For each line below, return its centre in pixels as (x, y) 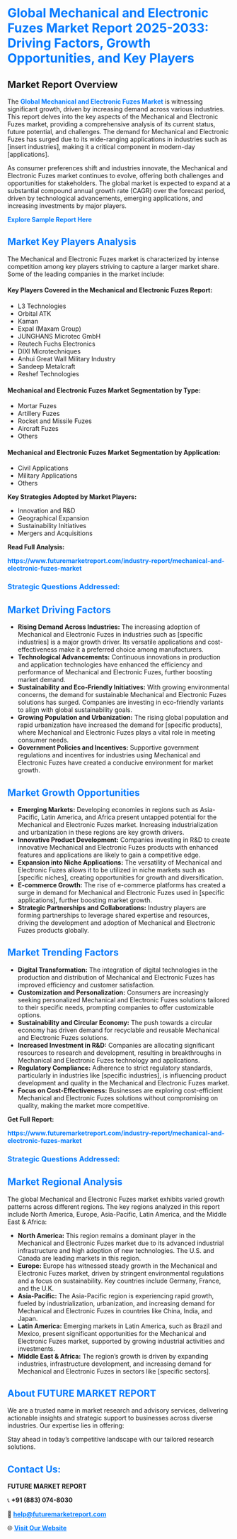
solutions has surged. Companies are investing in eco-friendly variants (121, 702)
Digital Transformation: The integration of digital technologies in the (117, 970)
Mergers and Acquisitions (55, 533)
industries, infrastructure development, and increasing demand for (115, 1364)
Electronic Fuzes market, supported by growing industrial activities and (121, 1341)
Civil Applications (43, 468)
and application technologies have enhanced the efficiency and (110, 664)
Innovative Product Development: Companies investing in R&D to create (124, 840)
